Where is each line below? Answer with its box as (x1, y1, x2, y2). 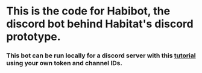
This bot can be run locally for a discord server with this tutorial (6, 51, 196, 60)
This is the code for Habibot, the (6, 4, 171, 18)
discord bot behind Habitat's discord (6, 17, 194, 31)
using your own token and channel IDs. (6, 59, 122, 68)
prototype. (6, 30, 62, 43)
